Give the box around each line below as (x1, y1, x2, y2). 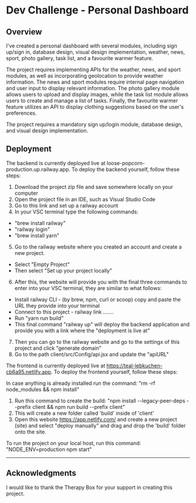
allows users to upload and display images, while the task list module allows (6, 91, 188, 98)
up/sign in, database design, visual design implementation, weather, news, (6, 49, 185, 56)
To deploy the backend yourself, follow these (71, 166, 180, 173)
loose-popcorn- (107, 159, 145, 167)
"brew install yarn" (14, 232, 60, 239)
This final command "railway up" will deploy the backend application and (14, 321, 190, 328)
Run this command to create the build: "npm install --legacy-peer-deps (14, 397, 185, 404)
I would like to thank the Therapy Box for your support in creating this (6, 484, 173, 491)
